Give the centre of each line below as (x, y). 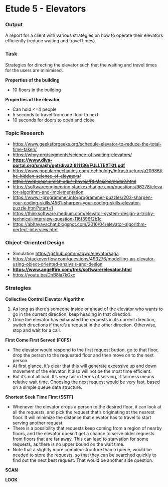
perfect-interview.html (35, 230)
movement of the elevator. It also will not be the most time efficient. (82, 371)
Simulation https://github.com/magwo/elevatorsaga (65, 254)
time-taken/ (24, 150)
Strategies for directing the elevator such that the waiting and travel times (81, 65)
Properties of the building (32, 80)
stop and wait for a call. (37, 330)
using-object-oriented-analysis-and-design (57, 264)
